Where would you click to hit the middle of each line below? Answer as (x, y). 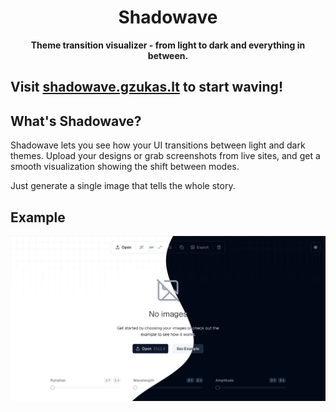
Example (38, 217)
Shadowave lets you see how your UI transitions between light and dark (158, 145)
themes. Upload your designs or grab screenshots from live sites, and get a (165, 156)
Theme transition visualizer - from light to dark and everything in (168, 45)
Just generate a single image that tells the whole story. (123, 186)
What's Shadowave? (76, 121)
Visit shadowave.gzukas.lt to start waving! (146, 87)
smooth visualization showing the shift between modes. (125, 167)
